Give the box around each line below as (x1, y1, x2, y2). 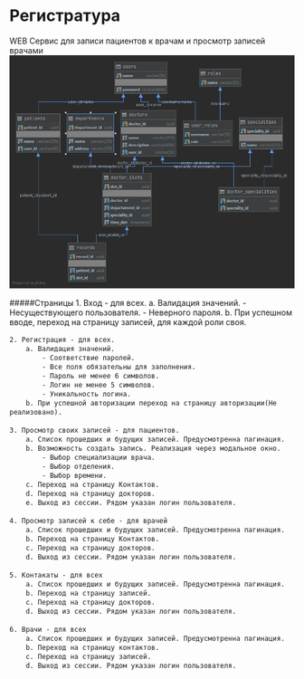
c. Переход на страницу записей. (25, 652, 152, 661)
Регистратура (9, 5, 120, 26)
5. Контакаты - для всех (9, 570, 103, 579)
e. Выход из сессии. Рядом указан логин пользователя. (25, 498, 237, 507)
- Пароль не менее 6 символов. (42, 371, 160, 380)
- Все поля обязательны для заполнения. (42, 362, 196, 371)
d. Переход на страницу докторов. (25, 489, 156, 498)
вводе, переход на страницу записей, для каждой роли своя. (9, 316, 247, 327)
